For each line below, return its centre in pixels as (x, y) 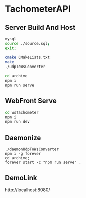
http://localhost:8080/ (28, 190)
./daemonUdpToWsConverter (32, 149)
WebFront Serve (31, 101)
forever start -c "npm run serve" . (43, 162)
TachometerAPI (38, 9)
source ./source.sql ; (28, 43)
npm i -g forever (23, 154)
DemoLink (21, 178)
